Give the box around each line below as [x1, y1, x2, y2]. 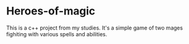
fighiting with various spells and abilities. [6, 30, 107, 37]
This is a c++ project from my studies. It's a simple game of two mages [6, 24, 183, 31]
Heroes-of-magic [6, 4, 95, 18]
